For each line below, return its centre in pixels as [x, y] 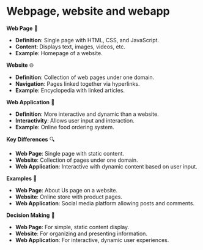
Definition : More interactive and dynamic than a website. [87, 114]
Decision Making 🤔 [31, 215]
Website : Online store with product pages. [68, 197]
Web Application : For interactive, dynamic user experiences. [92, 240]
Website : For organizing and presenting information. [81, 233]
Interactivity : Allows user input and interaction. [75, 120]
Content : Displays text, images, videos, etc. [70, 47]
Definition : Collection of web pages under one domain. [85, 77]
